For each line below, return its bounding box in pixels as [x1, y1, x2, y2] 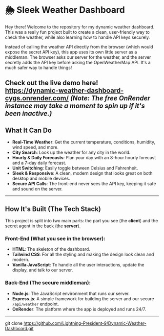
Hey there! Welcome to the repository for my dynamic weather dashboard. [5, 24, 155, 30]
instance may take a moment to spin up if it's [5, 102, 145, 110]
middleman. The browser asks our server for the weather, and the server [5, 54, 151, 60]
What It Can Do [5, 126, 52, 134]
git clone [5, 320, 23, 326]
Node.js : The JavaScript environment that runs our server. [12, 290, 130, 296]
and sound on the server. [12, 186, 63, 192]
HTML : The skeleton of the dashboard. [12, 246, 90, 252]
